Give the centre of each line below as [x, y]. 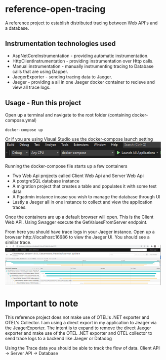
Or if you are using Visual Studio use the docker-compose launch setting [79, 139]
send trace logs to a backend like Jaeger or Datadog [59, 339]
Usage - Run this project [43, 103]
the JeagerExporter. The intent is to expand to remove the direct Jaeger [78, 328]
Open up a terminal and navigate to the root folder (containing [68, 115]
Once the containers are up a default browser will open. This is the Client [79, 217]
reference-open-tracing [55, 9]
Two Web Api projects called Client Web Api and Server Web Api [78, 176]
